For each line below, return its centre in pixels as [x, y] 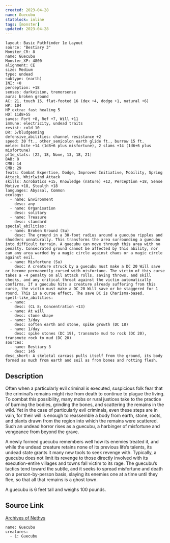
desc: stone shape [34, 316]
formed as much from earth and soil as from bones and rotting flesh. [82, 361]
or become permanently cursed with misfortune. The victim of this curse [85, 271]
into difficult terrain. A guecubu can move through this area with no [83, 244]
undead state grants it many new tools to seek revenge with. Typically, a [81, 452]
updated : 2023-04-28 [27, 29]
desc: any [25, 204]
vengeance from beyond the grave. [42, 432]
